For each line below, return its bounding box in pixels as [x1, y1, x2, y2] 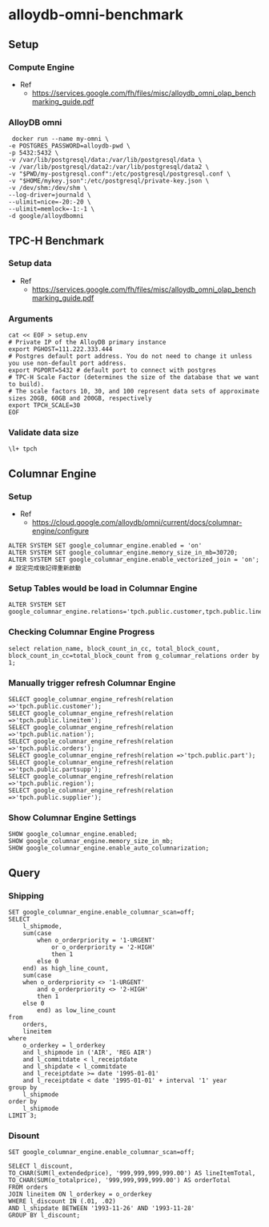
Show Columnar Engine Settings [8, 812, 137, 823]
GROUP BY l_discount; [8, 1212, 81, 1220]
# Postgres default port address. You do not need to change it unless [8, 353, 252, 361]
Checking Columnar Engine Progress [8, 627, 155, 638]
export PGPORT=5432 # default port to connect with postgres [8, 366, 217, 374]
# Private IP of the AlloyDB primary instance [8, 338, 167, 346]
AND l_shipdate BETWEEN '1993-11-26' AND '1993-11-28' [8, 1205, 195, 1213]
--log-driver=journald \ [8, 191, 91, 200]
